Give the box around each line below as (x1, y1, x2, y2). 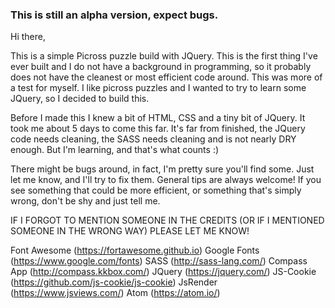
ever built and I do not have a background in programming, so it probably (10, 61, 312, 73)
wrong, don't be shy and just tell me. (10, 195, 161, 207)
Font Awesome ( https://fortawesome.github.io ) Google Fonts (10, 244, 260, 257)
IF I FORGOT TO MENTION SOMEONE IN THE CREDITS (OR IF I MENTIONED (10, 214, 325, 227)
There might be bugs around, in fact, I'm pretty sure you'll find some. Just (10, 163, 315, 175)
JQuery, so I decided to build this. (10, 93, 150, 105)
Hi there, (10, 31, 46, 43)
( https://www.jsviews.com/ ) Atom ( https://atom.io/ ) (10, 287, 221, 299)
